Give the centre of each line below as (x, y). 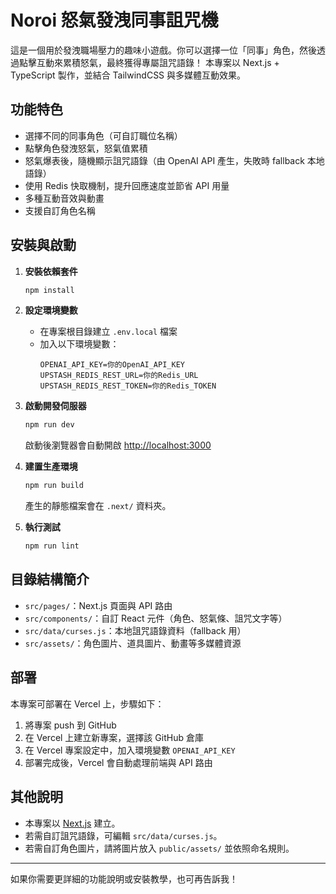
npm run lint (52, 546)
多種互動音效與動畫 (64, 198)
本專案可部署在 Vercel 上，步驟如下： (87, 703)
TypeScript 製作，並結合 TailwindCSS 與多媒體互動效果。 (128, 75)
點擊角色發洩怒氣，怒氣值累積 (86, 148)
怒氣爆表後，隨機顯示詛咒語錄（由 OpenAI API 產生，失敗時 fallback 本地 (174, 160)
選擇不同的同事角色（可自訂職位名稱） (103, 135)
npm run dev (49, 425)
